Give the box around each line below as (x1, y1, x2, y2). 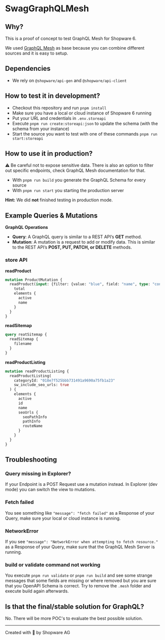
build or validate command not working (5, 561, 101, 568)
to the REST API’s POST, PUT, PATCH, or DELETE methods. (12, 244, 132, 250)
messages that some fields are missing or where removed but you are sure (5, 578, 157, 584)
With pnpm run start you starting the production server (12, 188, 124, 194)
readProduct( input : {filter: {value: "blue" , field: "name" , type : (9, 282, 151, 287)
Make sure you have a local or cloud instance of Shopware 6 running (12, 110, 152, 116)
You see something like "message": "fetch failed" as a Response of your (5, 510, 155, 516)
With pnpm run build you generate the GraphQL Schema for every (12, 177, 146, 183)
